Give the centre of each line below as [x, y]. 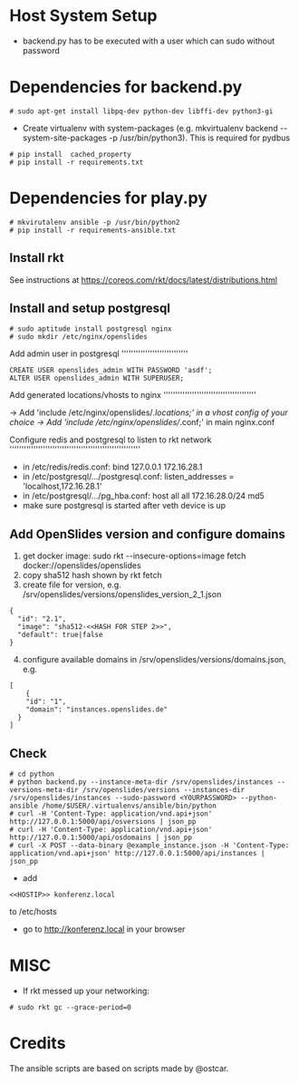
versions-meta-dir [44, 790]
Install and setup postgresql [90, 309]
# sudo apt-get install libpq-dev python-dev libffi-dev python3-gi [141, 111]
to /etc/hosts [33, 912]
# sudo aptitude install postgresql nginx [91, 329]
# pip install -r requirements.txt [77, 162]
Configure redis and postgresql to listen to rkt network [111, 440]
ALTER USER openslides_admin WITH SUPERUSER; [96, 378]
